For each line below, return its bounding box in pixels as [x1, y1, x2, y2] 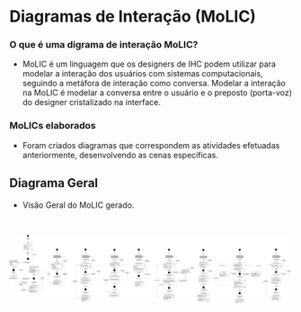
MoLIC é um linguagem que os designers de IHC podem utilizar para [22, 58, 277, 69]
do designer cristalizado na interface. [22, 97, 162, 108]
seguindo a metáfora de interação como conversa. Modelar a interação [22, 78, 286, 89]
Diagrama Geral [9, 175, 99, 191]
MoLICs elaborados [9, 120, 96, 132]
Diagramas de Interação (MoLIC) [9, 6, 256, 27]
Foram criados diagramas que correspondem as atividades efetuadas [22, 139, 280, 150]
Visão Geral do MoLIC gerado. [22, 200, 135, 210]
